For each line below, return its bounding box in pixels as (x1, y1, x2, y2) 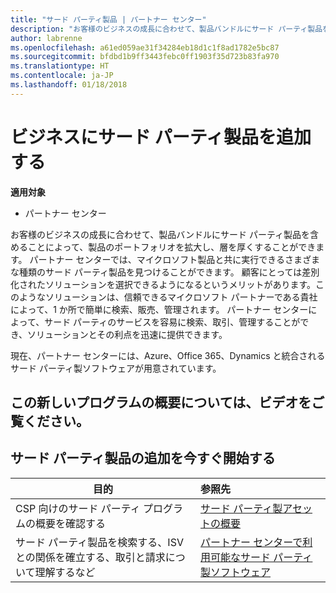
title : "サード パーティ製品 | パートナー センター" (10, 14, 207, 25)
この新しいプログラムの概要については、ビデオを (10, 394, 312, 411)
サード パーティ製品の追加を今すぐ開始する (10, 450, 276, 467)
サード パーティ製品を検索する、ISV (15, 535, 184, 549)
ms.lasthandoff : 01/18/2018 (10, 80, 128, 90)
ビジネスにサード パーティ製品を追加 (10, 126, 312, 148)
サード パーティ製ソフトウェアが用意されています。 (10, 362, 222, 374)
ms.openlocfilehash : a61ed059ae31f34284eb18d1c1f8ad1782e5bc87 (10, 42, 280, 53)
